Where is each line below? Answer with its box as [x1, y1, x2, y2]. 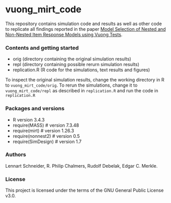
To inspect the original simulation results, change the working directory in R [5, 77, 165, 83]
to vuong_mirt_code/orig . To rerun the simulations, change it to [5, 82, 138, 88]
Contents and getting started [5, 44, 79, 51]
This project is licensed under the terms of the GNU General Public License [5, 187, 164, 193]
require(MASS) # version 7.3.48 [12, 122, 79, 128]
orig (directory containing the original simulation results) [12, 56, 132, 62]
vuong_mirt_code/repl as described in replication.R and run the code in [5, 88, 159, 94]
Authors [5, 151, 27, 158]
